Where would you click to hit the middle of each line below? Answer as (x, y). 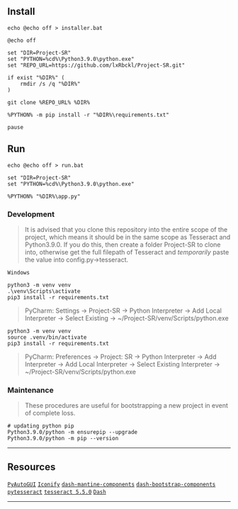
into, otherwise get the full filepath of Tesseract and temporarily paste (127, 252)
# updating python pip (41, 426)
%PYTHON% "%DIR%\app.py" (44, 196)
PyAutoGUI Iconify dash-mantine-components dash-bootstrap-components (112, 485)
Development (31, 214)
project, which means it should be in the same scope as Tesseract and (127, 237)
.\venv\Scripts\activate (44, 291)
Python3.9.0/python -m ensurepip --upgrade (73, 432)
